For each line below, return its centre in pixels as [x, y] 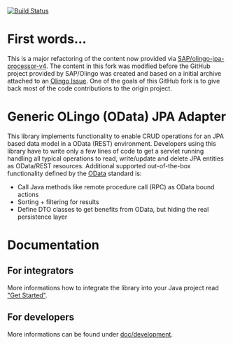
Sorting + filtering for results [58, 202]
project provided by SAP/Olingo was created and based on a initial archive [114, 73]
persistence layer [42, 217]
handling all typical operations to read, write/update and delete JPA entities [115, 158]
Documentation [54, 245]
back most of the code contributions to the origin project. [90, 88]
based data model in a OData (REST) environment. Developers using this [112, 143]
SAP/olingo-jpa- [201, 58]
